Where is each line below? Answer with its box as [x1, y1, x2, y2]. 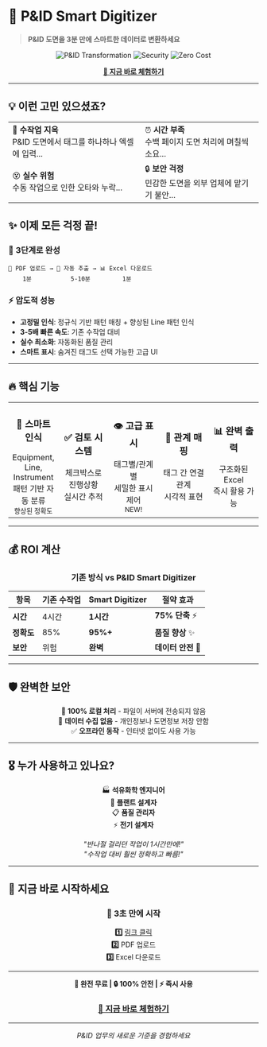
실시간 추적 [64, 491, 103, 502]
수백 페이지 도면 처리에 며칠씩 [145, 136, 249, 147]
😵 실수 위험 [12, 170, 55, 181]
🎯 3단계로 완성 [8, 245, 61, 256]
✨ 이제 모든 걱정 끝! [8, 219, 98, 233]
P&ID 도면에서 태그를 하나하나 [12, 136, 118, 147]
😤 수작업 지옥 [12, 124, 59, 135]
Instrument [13, 472, 54, 483]
